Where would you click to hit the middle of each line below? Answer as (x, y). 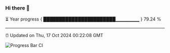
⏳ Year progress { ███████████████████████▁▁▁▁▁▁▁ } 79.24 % (83, 19)
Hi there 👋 (18, 8)
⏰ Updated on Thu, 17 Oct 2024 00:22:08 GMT (54, 35)
